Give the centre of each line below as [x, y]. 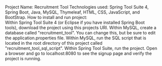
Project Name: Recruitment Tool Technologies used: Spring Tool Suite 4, [77, 7]
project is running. [23, 58]
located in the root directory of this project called [54, 43]
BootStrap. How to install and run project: [46, 17]
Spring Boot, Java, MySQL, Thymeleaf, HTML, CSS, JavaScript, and [73, 12]
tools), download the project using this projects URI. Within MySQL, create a [81, 28]
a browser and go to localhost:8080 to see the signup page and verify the [79, 53]
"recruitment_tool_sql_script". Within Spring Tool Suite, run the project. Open [81, 48]
